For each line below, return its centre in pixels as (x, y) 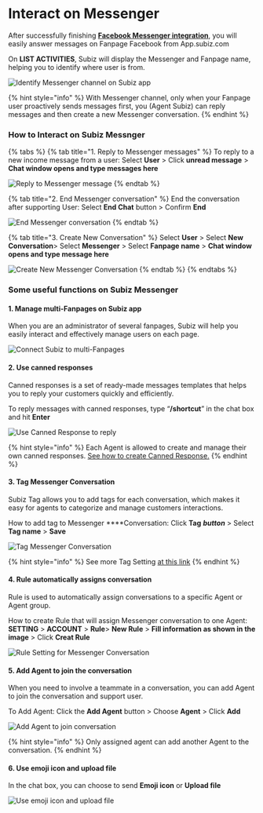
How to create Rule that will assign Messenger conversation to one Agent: (128, 620)
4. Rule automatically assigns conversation (80, 580)
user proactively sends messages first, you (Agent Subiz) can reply (117, 106)
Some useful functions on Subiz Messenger (93, 290)
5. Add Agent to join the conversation (70, 670)
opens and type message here (59, 254)
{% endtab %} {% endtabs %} (188, 270)
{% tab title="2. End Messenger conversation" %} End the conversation (124, 199)
